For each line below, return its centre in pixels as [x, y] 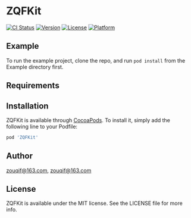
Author [19, 156]
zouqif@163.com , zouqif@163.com [49, 170]
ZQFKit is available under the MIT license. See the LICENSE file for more [94, 203]
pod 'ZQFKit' [22, 137]
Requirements [33, 85]
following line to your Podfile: [42, 126]
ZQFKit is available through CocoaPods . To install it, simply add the [88, 120]
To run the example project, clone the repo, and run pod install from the [96, 60]
